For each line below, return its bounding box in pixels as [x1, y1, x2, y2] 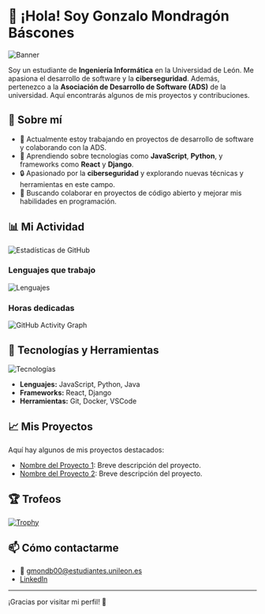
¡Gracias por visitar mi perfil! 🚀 [8, 597, 107, 607]
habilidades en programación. [19, 197, 117, 206]
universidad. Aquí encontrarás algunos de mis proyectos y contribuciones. [8, 90, 250, 99]
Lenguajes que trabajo [8, 264, 96, 275]
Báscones [8, 24, 75, 42]
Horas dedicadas [8, 302, 75, 313]
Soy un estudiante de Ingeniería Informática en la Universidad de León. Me [8, 65, 254, 74]
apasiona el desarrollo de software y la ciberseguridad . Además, [8, 73, 220, 83]
